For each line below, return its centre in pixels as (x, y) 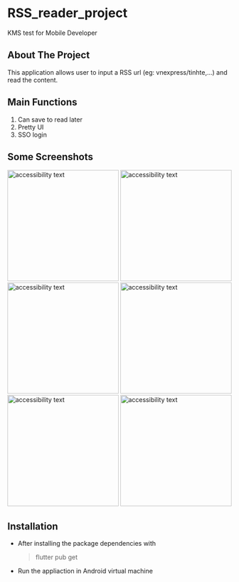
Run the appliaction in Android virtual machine (85, 571)
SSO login (32, 134)
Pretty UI (31, 127)
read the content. (33, 80)
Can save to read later (50, 120)
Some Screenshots (51, 157)
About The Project (49, 55)
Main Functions (42, 102)
